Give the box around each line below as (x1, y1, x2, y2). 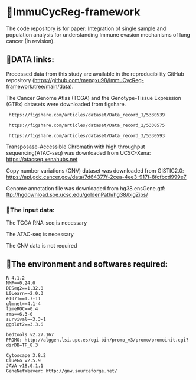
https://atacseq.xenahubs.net (6, 155, 78, 163)
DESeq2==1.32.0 (6, 285, 44, 291)
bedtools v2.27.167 (6, 332, 54, 337)
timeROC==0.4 (6, 306, 38, 312)
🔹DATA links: (6, 54, 55, 64)
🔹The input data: (6, 206, 55, 214)
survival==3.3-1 (6, 316, 46, 322)
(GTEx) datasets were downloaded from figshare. (6, 100, 126, 108)
